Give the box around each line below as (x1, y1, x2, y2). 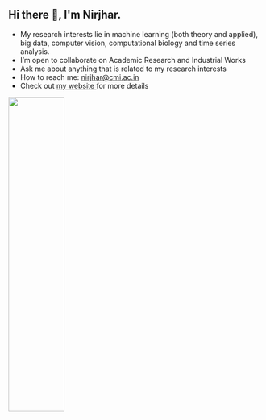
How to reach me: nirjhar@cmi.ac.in (19, 72, 139, 81)
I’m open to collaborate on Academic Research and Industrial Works (19, 55, 246, 64)
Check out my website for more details (19, 81, 149, 90)
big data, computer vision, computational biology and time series (19, 38, 236, 48)
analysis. (19, 46, 50, 56)
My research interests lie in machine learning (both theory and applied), (19, 29, 258, 39)
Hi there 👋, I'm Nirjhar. (8, 8, 122, 22)
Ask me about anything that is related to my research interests (19, 64, 227, 73)
